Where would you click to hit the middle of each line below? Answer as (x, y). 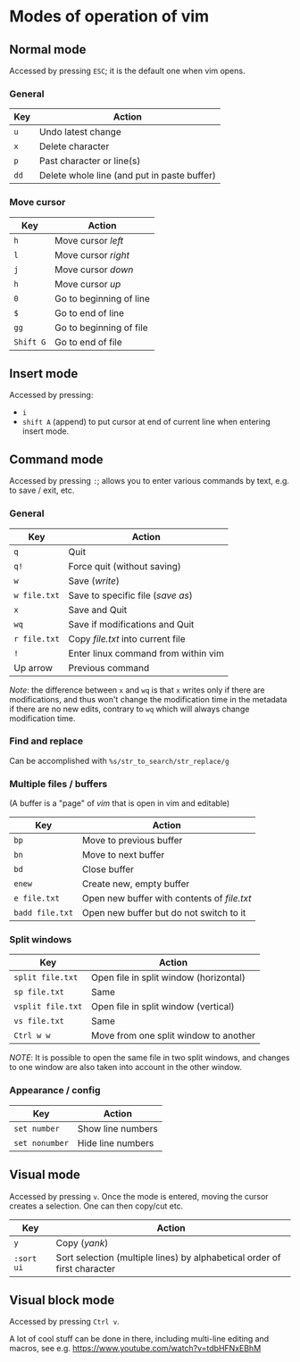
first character (86, 1268)
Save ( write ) (94, 580)
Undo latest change (80, 132)
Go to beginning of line (102, 298)
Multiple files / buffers (58, 784)
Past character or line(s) (90, 161)
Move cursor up (88, 284)
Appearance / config (55, 1091)
